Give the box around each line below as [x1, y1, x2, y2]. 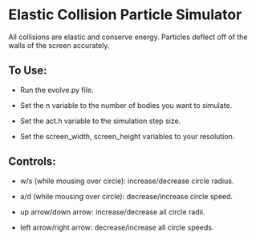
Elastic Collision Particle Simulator [8, 6, 242, 24]
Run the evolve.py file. [19, 85, 94, 94]
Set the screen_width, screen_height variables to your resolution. [19, 131, 235, 141]
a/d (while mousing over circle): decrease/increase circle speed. [19, 191, 234, 201]
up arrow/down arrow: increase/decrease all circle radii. [19, 206, 205, 217]
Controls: [8, 154, 56, 169]
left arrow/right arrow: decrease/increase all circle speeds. [19, 222, 214, 232]
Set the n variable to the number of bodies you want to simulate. [19, 100, 233, 110]
